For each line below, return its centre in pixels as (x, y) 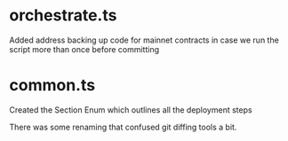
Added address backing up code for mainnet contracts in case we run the (144, 40)
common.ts (52, 86)
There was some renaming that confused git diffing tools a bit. (123, 127)
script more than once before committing (84, 49)
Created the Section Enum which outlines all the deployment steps (131, 110)
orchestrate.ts (63, 16)
